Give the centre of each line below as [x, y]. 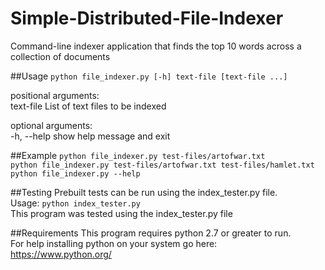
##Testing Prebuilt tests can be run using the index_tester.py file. [144, 192]
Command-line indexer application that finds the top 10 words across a [156, 46]
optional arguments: [51, 125]
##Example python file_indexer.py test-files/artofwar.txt [138, 155]
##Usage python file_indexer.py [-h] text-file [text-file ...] [149, 76]
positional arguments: [55, 95]
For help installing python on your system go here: [114, 243]
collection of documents [60, 56]
